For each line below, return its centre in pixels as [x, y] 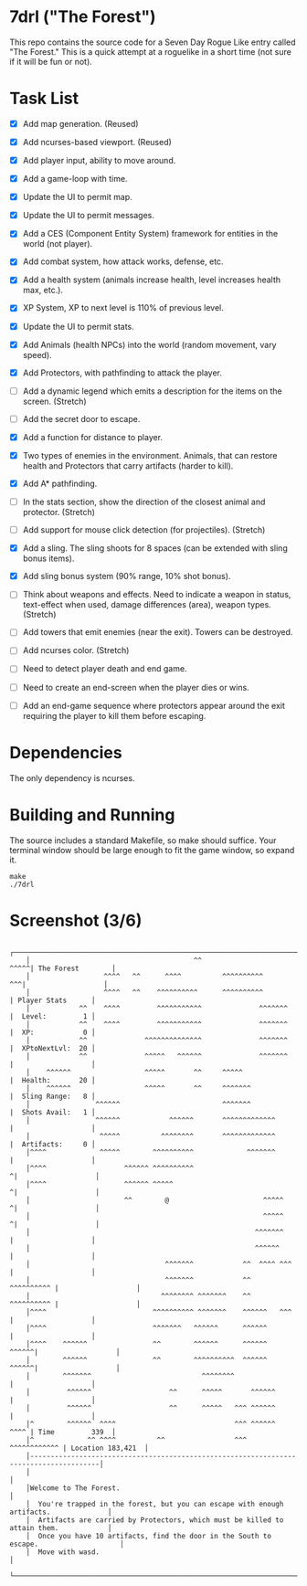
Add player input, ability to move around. [99, 160]
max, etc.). [43, 291]
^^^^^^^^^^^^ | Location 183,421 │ [79, 1449]
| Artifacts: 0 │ [53, 1145]
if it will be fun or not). [51, 61]
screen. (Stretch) [54, 401]
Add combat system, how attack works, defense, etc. [123, 261]
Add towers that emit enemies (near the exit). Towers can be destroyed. [158, 632]
